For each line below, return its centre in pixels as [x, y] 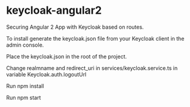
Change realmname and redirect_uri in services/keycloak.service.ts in [92, 68]
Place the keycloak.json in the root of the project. [67, 56]
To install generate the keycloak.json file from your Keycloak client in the [95, 38]
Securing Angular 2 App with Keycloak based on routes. [75, 27]
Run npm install [25, 86]
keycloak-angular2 [54, 10]
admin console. [25, 45]
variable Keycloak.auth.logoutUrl [46, 74]
